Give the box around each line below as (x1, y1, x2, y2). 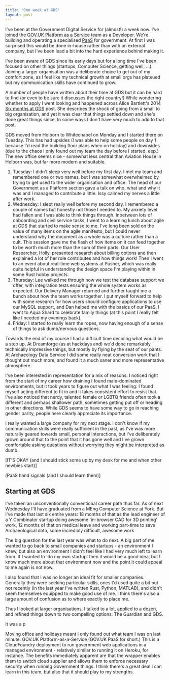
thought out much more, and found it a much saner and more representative (5, 357, 164, 363)
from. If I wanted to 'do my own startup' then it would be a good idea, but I (5, 554, 161, 560)
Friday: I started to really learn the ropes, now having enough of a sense (12, 320, 163, 326)
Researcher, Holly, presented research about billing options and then (12, 250, 156, 256)
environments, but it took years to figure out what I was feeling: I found (5, 383, 153, 389)
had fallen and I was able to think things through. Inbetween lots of (12, 212, 152, 218)
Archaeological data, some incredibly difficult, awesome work (5, 528, 134, 534)
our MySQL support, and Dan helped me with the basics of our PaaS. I (12, 304, 160, 310)
